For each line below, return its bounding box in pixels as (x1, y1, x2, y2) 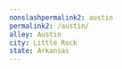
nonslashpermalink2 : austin (9, 13, 114, 22)
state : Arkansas (9, 47, 69, 56)
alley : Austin (9, 30, 62, 39)
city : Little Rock (9, 38, 77, 47)
